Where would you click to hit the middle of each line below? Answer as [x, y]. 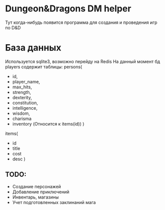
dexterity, [22, 97]
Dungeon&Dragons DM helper [68, 9]
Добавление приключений [41, 192]
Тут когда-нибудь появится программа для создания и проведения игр [81, 22]
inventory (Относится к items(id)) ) [48, 124]
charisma [22, 118]
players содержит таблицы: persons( [44, 67]
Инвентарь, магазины [35, 197]
